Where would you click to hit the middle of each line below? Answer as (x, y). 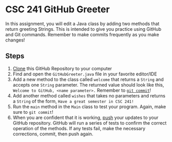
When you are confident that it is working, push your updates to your (85, 117)
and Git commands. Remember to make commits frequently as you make (82, 34)
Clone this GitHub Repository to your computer (62, 68)
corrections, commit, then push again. (53, 134)
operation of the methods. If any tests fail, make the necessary (79, 128)
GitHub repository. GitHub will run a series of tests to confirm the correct (90, 123)
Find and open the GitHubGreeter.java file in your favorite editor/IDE (85, 74)
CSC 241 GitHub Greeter (58, 9)
